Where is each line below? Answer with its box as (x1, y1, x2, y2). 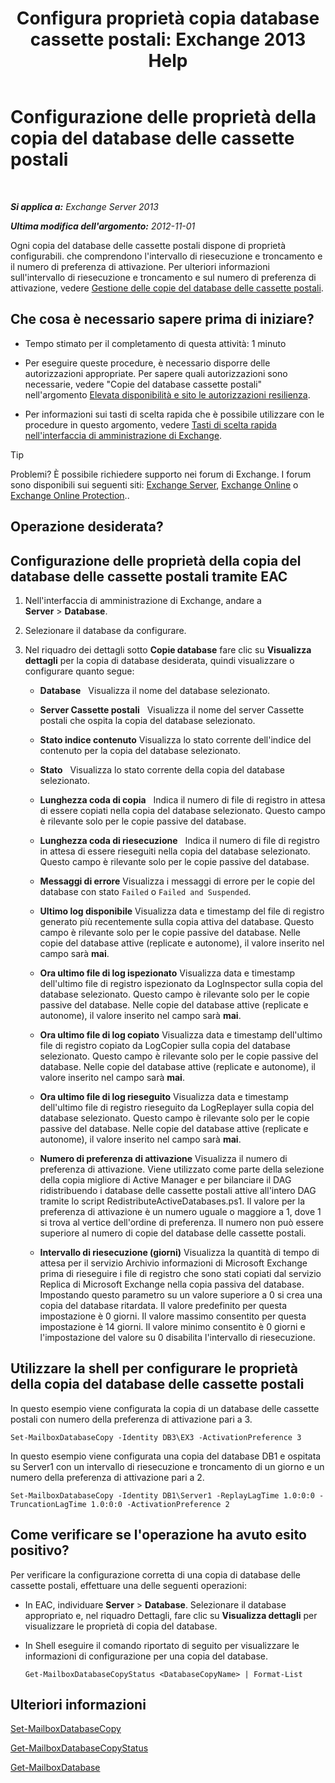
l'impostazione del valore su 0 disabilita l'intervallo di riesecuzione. (39, 1331, 316, 1343)
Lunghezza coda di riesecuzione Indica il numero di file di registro (39, 834, 320, 846)
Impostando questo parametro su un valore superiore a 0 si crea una (39, 1288, 323, 1301)
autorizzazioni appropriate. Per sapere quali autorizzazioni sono (24, 367, 288, 379)
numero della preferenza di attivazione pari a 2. (10, 1471, 205, 1483)
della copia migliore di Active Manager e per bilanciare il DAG (39, 1173, 292, 1186)
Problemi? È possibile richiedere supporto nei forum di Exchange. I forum (10, 468, 312, 480)
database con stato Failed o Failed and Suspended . (39, 885, 252, 897)
